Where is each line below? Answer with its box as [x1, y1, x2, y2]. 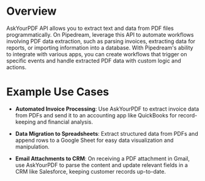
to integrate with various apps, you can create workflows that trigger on [6, 50, 188, 57]
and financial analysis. [37, 118, 93, 125]
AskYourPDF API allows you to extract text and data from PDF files [6, 24, 174, 32]
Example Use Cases [6, 85, 110, 99]
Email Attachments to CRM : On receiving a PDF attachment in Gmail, [15, 155, 190, 162]
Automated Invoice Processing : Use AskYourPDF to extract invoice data [15, 105, 199, 113]
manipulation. [15, 142, 50, 150]
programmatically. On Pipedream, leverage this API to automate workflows [6, 31, 194, 38]
